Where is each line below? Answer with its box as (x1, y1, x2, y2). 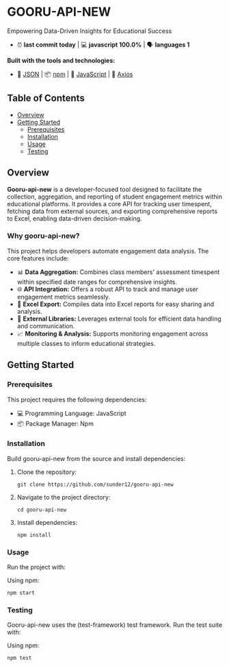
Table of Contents (7, 92, 85, 104)
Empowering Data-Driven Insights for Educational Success (7, 27, 172, 35)
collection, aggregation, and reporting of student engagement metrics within (7, 193, 222, 201)
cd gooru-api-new (16, 506, 67, 513)
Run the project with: (7, 563, 66, 571)
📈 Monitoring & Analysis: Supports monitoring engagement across (16, 330, 208, 338)
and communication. (16, 321, 75, 330)
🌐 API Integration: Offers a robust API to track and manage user (16, 285, 198, 293)
